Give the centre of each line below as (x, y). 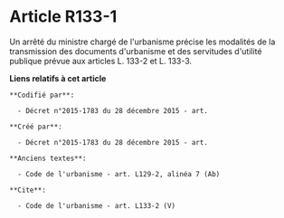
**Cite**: (28, 190)
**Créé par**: (36, 127)
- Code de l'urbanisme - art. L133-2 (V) (97, 205)
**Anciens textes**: (48, 158)
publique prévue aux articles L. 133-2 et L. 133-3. (101, 61)
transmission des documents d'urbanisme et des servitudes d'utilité (136, 51)
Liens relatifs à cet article (58, 78)
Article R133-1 (63, 17)
